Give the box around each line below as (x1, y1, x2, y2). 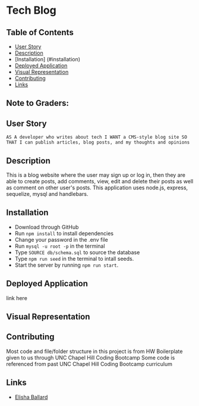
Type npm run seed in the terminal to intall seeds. (14, 255, 134, 262)
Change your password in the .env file (14, 236, 108, 243)
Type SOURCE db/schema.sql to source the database (14, 248, 140, 256)
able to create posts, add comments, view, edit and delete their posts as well (6, 178, 194, 185)
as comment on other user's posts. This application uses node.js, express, (6, 184, 188, 191)
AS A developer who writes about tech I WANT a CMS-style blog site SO (6, 135, 187, 140)
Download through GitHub (14, 223, 79, 230)
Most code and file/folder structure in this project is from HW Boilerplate (6, 348, 183, 355)
